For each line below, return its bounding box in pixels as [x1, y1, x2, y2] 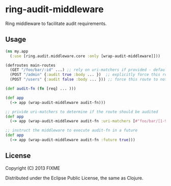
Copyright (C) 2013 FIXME [5, 165, 60, 171]
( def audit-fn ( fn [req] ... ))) [5, 86, 76, 91]
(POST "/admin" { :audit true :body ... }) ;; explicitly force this [10, 72, 160, 77]
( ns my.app [5, 48, 28, 54]
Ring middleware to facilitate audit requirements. [5, 20, 107, 26]
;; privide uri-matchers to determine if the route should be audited [5, 109, 158, 114]
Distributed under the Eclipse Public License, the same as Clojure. [5, 175, 144, 181]
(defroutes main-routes [5, 63, 56, 68]
